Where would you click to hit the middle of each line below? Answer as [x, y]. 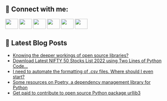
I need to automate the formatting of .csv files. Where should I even [83, 71]
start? [18, 77]
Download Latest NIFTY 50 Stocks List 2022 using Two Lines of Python [87, 61]
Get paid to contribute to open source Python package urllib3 [76, 93]
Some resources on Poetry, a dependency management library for [81, 82]
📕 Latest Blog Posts [36, 43]
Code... [20, 66]
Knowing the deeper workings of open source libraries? [71, 55]
